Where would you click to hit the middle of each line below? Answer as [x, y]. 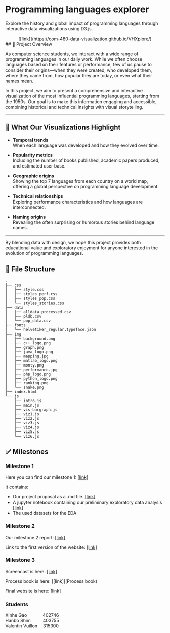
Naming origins [29, 217]
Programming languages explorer [77, 9]
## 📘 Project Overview [29, 44]
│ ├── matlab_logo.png [31, 361]
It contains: [17, 487]
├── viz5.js [27, 432]
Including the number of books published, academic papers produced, [86, 160]
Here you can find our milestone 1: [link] [47, 477]
